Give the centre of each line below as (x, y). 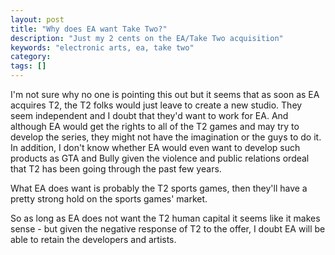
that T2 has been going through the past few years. (116, 169)
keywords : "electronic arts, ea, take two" (102, 47)
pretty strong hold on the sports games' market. (109, 199)
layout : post (37, 19)
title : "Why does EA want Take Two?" (89, 29)
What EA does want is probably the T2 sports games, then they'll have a (159, 188)
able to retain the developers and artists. (93, 239)
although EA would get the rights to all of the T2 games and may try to (155, 126)
